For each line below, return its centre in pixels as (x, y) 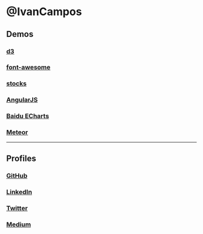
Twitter (17, 208)
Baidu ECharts (28, 116)
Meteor (17, 132)
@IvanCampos (44, 12)
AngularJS (22, 100)
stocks (17, 83)
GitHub (17, 175)
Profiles (21, 158)
